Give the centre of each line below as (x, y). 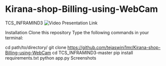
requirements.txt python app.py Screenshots (51, 58)
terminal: (14, 38)
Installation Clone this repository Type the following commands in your (77, 32)
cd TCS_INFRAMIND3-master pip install (92, 53)
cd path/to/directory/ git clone (36, 47)
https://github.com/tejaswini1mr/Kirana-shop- (114, 47)
